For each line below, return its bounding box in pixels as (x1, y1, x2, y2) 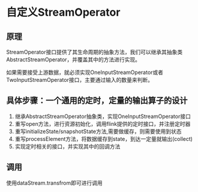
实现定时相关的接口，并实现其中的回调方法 (14, 143, 121, 150)
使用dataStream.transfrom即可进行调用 (6, 179, 103, 187)
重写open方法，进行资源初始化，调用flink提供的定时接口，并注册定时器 (14, 120, 191, 127)
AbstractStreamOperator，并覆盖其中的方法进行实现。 (6, 56, 141, 63)
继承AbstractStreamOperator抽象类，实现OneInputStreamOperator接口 (14, 113, 191, 120)
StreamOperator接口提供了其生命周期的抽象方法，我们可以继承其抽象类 (6, 49, 183, 55)
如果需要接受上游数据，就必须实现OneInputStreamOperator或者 (6, 69, 164, 76)
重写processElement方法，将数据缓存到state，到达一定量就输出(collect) (14, 135, 193, 142)
